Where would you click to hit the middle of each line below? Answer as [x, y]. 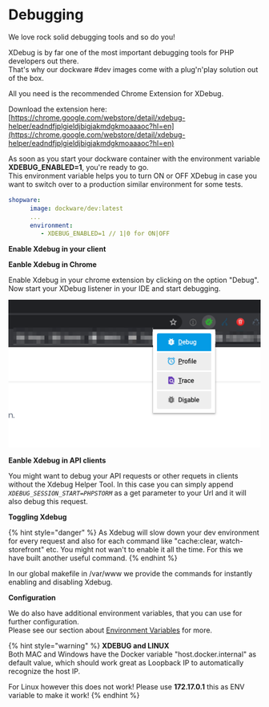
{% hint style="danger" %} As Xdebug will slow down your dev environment [134, 533]
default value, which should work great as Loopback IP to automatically [126, 663]
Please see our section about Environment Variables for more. [110, 630]
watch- [231, 541]
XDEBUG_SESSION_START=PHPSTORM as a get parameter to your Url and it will [127, 493]
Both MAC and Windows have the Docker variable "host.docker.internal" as [132, 654]
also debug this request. [48, 502]
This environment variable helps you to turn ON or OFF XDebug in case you [133, 176]
